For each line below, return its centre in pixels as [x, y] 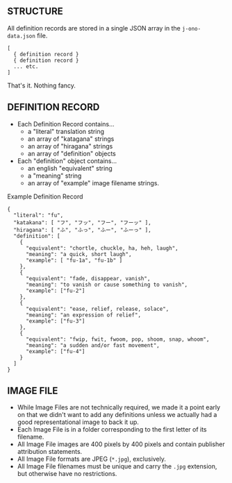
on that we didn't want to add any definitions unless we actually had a [117, 415]
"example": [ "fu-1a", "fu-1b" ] [74, 260]
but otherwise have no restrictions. [67, 474]
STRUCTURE [35, 11]
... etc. [26, 66]
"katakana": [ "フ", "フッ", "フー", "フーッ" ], [82, 222]
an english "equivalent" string [70, 168]
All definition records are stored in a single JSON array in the [94, 28]
